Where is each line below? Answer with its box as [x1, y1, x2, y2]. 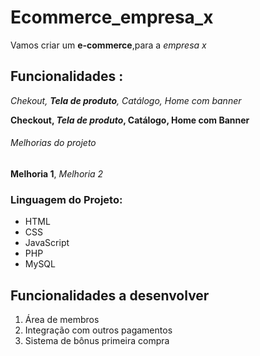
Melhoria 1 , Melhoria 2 [10, 167, 104, 180]
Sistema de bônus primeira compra [24, 335, 170, 347]
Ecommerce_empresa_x [10, 6, 214, 29]
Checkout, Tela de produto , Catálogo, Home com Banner [10, 114, 250, 126]
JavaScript [24, 237, 70, 249]
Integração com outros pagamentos [24, 324, 173, 336]
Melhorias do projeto [10, 137, 97, 149]
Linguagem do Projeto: [10, 192, 123, 206]
